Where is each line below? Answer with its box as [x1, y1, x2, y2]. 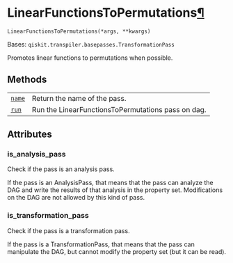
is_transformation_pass [7, 211, 89, 221]
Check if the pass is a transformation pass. [7, 226, 130, 234]
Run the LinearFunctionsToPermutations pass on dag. [31, 104, 207, 114]
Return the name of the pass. [31, 93, 127, 103]
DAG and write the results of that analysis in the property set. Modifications [7, 186, 223, 194]
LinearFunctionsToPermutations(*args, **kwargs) [7, 28, 151, 35]
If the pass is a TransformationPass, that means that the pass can [7, 240, 195, 248]
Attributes [7, 129, 52, 141]
